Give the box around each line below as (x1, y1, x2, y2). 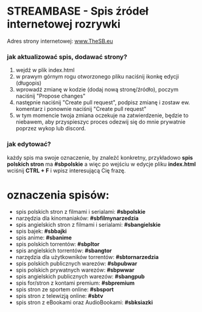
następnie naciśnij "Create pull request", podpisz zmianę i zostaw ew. (15, 99, 190, 106)
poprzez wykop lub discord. (15, 125, 86, 132)
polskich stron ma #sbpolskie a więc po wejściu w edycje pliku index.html (7, 160, 197, 168)
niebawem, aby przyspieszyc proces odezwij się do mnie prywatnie (15, 118, 186, 126)
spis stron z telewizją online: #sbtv (15, 292, 103, 300)
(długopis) (15, 79, 42, 87)
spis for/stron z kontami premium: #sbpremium (15, 279, 135, 287)
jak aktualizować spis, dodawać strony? (7, 52, 127, 61)
